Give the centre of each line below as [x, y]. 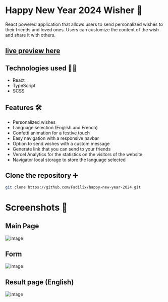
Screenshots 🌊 [37, 207]
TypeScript [24, 86]
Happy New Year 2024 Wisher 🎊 [74, 10]
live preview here [33, 51]
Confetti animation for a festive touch [51, 133]
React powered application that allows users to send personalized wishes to [84, 24]
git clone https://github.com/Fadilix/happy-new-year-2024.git [73, 187]
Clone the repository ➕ [42, 175]
